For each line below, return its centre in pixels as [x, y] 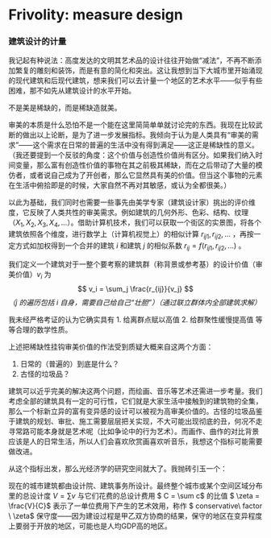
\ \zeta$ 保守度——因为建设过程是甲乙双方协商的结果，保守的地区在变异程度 [135, 515]
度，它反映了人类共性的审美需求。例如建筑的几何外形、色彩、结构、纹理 [128, 213]
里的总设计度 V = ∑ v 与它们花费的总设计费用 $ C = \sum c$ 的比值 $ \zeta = [134, 495]
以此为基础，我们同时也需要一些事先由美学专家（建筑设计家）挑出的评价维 [132, 202]
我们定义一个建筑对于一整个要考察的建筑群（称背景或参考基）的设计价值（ [132, 264]
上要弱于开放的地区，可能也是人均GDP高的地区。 [90, 526]
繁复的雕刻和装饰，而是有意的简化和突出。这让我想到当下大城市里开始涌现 [139, 71]
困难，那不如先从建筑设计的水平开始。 [72, 91]
